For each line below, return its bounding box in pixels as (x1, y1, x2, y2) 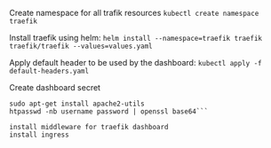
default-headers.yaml (9, 66, 90, 75)
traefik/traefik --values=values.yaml (9, 42, 153, 51)
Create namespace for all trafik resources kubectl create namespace (9, 8, 259, 18)
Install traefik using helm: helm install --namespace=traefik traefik (9, 33, 262, 43)
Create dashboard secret (9, 82, 100, 92)
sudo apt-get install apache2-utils (9, 99, 145, 108)
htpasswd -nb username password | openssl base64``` (9, 107, 209, 116)
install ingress (9, 130, 69, 139)
